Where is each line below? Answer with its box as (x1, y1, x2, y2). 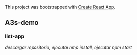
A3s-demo (5, 18, 39, 27)
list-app (5, 33, 25, 40)
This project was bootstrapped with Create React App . (5, 4, 116, 10)
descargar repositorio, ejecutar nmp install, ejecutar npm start (5, 44, 132, 50)
